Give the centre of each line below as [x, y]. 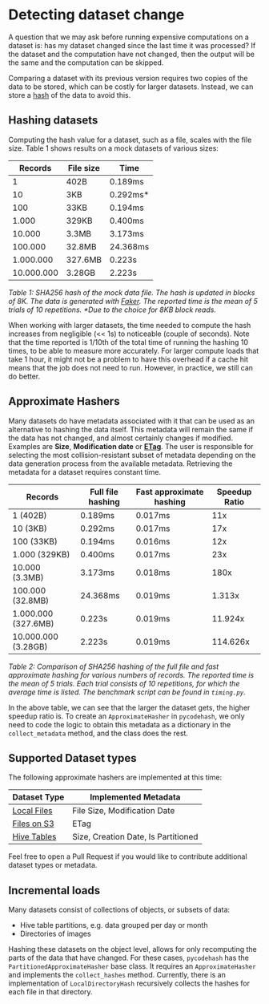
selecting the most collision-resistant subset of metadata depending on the [132, 455]
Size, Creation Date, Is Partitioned [135, 837]
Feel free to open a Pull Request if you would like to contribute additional [128, 856]
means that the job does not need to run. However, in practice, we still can [131, 367]
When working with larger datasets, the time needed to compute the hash [130, 325]
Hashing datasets [53, 121]
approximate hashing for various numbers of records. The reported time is [131, 674]
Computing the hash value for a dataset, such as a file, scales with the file [130, 140]
